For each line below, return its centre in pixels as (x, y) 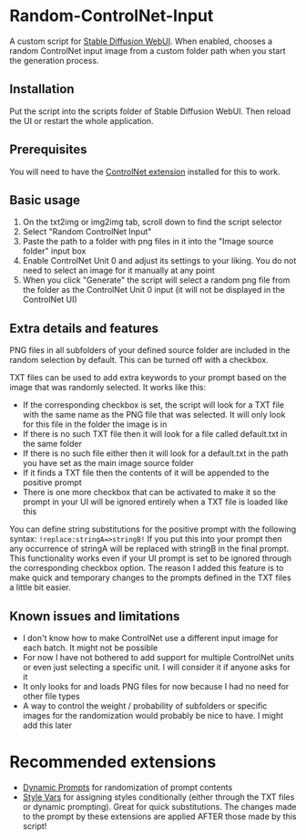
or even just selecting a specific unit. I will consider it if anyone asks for (157, 667)
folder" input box (54, 251)
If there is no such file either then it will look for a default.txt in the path (155, 453)
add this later (47, 725)
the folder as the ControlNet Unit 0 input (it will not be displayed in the (153, 290)
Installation (42, 89)
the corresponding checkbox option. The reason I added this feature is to (147, 568)
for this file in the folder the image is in (95, 424)
